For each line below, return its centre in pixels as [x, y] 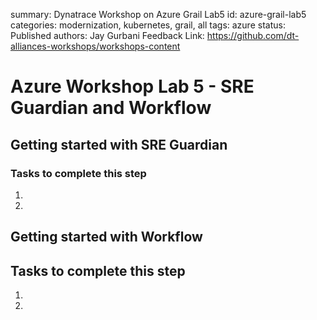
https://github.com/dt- [253, 35]
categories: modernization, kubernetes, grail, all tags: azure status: [148, 25]
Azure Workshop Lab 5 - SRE [132, 86]
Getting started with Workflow [106, 237]
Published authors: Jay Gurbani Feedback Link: [107, 35]
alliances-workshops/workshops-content [95, 46]
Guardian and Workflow [111, 108]
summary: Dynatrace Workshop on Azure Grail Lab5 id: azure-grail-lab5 [158, 14]
